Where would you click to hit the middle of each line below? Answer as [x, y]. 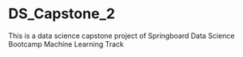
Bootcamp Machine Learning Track [66, 44]
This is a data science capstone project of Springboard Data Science [121, 36]
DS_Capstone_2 [62, 14]
